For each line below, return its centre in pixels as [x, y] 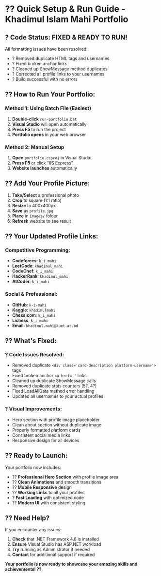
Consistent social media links [41, 435]
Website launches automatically [45, 168]
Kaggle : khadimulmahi [34, 310]
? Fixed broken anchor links [40, 64]
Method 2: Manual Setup [35, 147]
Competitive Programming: [38, 250]
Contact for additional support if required [53, 555]
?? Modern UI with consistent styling [49, 502]
